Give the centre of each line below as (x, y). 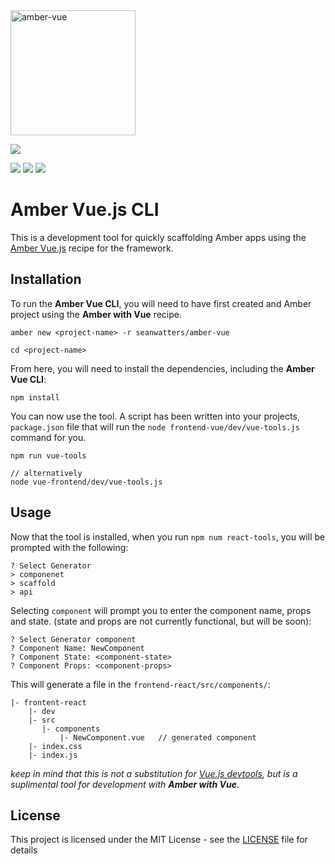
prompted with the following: (69, 547)
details (24, 850)
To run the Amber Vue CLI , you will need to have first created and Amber (161, 303)
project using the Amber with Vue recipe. (96, 314)
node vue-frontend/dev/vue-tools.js (86, 482)
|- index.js (53, 755)
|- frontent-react (48, 702)
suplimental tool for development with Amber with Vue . (125, 784)
